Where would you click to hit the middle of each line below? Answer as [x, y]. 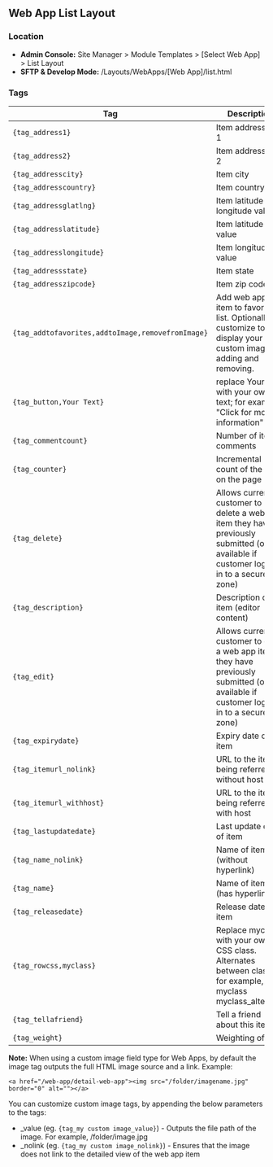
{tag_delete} [38, 538]
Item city [232, 174]
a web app [236, 651]
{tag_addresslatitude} [56, 229]
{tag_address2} [42, 155]
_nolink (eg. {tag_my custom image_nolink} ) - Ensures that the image [135, 1145]
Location [26, 37]
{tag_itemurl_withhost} [58, 802]
